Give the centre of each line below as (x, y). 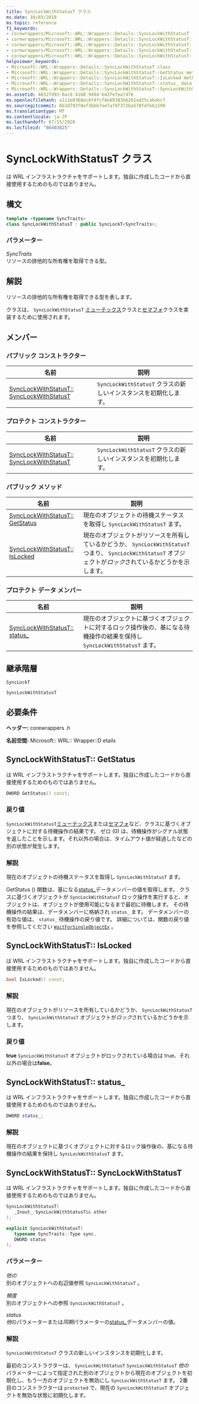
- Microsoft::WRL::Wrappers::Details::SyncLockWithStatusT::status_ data (99, 84)
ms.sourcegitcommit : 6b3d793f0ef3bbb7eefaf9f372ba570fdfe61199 (86, 106)
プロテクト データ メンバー (44, 590)
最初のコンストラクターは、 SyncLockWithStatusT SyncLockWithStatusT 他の (98, 1365)
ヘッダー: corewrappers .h (38, 728)
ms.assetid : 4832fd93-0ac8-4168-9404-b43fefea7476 (70, 95)
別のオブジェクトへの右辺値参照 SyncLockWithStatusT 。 (74, 1283)
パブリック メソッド (34, 487)
